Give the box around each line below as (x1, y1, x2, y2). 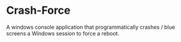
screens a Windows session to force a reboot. (6, 29, 120, 37)
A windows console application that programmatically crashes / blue (6, 23, 176, 31)
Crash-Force (6, 4, 71, 17)
